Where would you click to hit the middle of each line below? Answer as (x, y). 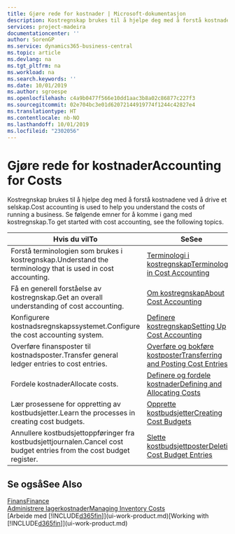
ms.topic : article (34, 53)
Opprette (161, 405)
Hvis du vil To (76, 239)
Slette (156, 437)
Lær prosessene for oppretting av (66, 405)
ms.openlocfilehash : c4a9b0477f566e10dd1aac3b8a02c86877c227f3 (101, 99)
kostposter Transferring (184, 356)
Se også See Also (45, 484)
